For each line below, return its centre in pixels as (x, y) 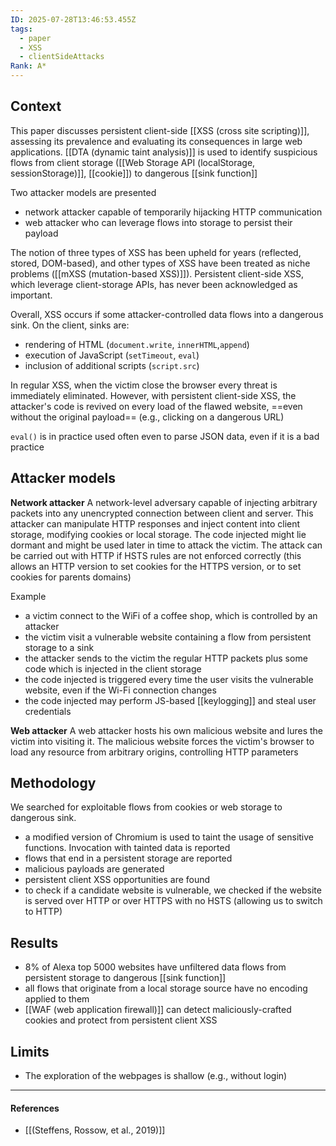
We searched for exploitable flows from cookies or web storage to (146, 807)
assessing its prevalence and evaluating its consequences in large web (156, 141)
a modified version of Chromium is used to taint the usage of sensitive (169, 837)
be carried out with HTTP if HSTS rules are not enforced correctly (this (156, 555)
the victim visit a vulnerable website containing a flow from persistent (168, 637)
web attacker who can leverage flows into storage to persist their (158, 222)
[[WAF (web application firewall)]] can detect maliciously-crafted (158, 1010)
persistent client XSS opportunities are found (117, 880)
